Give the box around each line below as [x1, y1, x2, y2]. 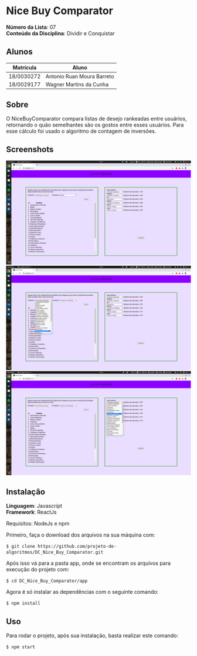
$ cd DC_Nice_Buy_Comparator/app [6, 578, 88, 584]
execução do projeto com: [6, 566, 69, 573]
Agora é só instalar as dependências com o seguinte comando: [6, 588, 159, 595]
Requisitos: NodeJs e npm [6, 520, 70, 527]
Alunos [6, 47, 33, 57]
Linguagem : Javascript [6, 503, 63, 510]
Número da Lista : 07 [6, 24, 56, 31]
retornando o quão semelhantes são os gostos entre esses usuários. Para [6, 122, 184, 129]
